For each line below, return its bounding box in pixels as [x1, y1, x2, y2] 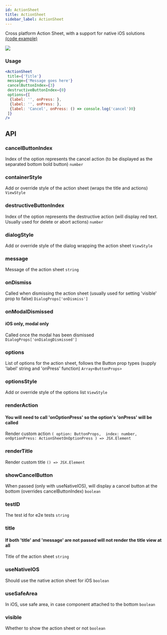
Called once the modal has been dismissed [5, 332, 94, 338]
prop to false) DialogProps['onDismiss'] [5, 296, 88, 302]
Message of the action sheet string [5, 267, 79, 273]
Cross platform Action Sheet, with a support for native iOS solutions [5, 31, 145, 37]
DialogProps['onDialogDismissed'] [5, 337, 78, 342]
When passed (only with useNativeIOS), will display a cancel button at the [5, 483, 158, 489]
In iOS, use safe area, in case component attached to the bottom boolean [5, 601, 155, 607]
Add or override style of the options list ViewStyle [5, 389, 108, 395]
